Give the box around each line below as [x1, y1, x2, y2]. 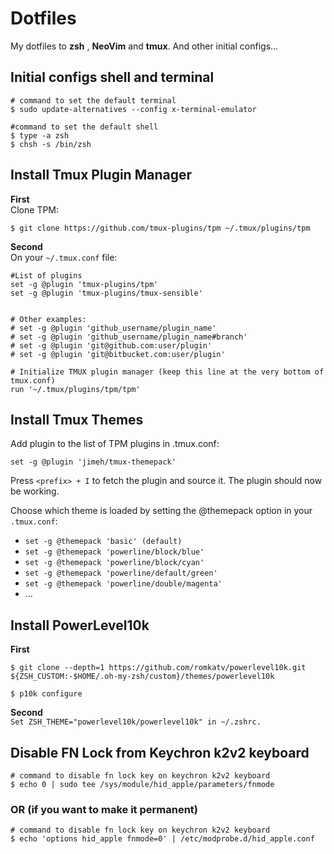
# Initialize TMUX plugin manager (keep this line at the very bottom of [10, 367, 325, 377]
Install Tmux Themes [10, 411, 144, 428]
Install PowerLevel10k [10, 617, 150, 634]
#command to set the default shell [10, 122, 159, 132]
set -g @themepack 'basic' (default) [24, 537, 183, 547]
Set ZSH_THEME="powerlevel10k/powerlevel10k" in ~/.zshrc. [10, 717, 262, 727]
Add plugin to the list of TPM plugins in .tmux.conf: [10, 438, 220, 450]
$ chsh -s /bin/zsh [10, 139, 92, 149]
